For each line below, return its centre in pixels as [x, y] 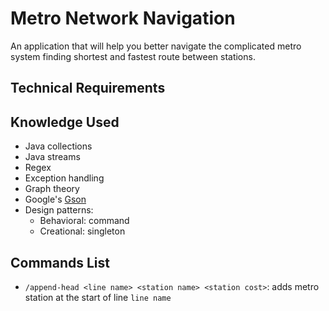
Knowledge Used [65, 122]
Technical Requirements [88, 88]
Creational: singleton [82, 231]
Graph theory [52, 189]
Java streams [52, 157]
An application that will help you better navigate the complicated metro [156, 46]
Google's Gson [55, 199]
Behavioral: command [84, 221]
